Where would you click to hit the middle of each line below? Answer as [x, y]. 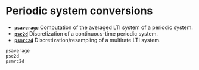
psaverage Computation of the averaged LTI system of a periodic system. [103, 27]
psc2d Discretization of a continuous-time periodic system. [86, 33]
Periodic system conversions [79, 11]
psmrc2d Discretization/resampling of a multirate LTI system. [87, 40]
